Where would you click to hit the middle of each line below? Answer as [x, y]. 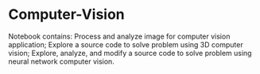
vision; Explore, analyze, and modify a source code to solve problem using [130, 53]
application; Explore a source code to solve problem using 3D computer [126, 44]
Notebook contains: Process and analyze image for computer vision [119, 36]
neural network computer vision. [62, 61]
